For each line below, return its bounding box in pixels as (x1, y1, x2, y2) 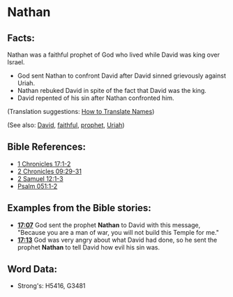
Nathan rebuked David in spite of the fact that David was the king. (17, 87, 207, 94)
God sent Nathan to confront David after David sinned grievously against (17, 71, 227, 80)
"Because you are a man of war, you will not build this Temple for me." (17, 228, 220, 236)
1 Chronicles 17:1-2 (17, 159, 71, 168)
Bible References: (7, 141, 86, 153)
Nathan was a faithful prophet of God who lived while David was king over (7, 50, 220, 59)
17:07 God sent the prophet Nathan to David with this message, (17, 221, 201, 229)
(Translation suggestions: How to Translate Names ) (7, 108, 155, 115)
